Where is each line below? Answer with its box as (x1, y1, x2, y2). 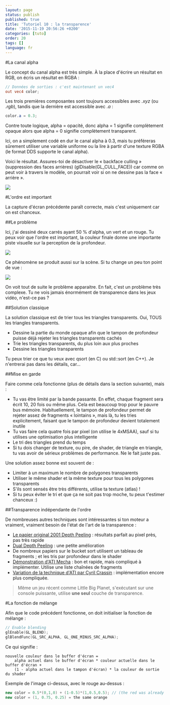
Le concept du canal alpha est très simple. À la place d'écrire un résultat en (5, 69, 163, 75)
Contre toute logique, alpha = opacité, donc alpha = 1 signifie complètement (5, 122, 163, 129)
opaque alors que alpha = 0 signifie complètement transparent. (5, 128, 137, 134)
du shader (5, 671, 26, 677)
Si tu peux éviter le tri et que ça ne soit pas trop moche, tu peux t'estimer (12, 492, 165, 498)
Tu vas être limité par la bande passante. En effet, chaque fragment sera (12, 396, 163, 402)
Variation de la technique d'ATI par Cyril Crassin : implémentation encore (12, 570, 164, 576)
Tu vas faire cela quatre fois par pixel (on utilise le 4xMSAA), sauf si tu (12, 428, 159, 435)
